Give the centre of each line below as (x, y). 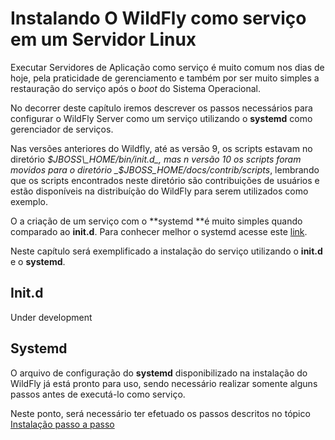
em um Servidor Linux (103, 39)
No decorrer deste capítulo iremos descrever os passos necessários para (161, 108)
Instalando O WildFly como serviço (158, 18)
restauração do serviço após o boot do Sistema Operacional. (136, 88)
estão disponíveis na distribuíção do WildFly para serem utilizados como (159, 191)
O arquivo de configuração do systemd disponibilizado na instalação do (159, 373)
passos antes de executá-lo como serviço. (98, 394)
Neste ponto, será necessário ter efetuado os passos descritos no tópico (160, 413)
